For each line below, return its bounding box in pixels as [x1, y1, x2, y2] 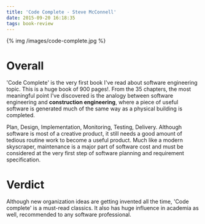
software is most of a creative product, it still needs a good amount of [6, 130, 182, 137]
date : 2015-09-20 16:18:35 [6, 15, 75, 21]
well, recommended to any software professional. [6, 211, 132, 218]
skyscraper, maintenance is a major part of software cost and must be [6, 143, 184, 150]
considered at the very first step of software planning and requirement [6, 150, 184, 157]
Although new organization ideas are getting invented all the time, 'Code [6, 198, 189, 206]
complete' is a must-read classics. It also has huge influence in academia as [6, 204, 199, 212]
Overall [6, 59, 44, 72]
